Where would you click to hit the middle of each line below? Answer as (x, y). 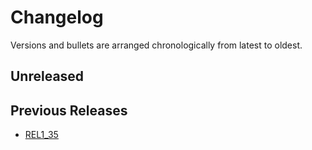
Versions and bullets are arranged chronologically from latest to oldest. (156, 45)
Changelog (57, 17)
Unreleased (47, 76)
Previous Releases (69, 110)
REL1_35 (41, 135)
